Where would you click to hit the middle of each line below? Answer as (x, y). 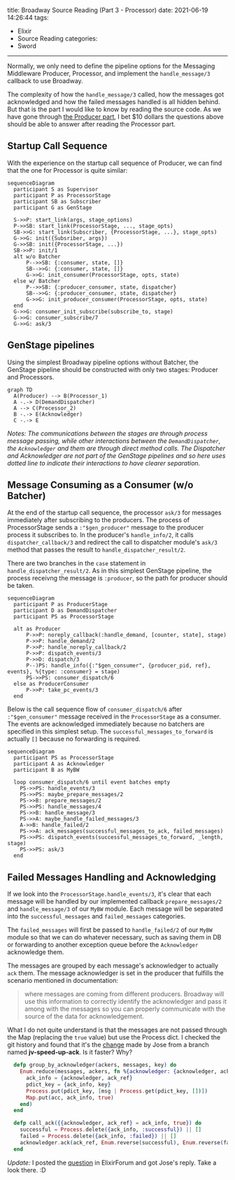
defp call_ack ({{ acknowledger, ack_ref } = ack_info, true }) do (107, 1123)
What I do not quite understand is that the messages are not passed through (117, 1030)
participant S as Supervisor (56, 189)
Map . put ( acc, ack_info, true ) (70, 1098)
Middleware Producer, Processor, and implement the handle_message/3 (109, 73)
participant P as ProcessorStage (62, 195)
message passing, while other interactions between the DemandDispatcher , (114, 440)
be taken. (21, 586)
